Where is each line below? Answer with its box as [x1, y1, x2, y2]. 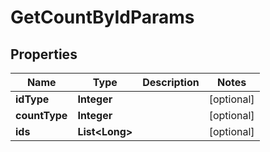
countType [15, 109, 68, 122]
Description [142, 76, 200, 89]
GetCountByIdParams [10, 6, 195, 29]
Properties [10, 46, 78, 63]
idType [15, 92, 50, 106]
